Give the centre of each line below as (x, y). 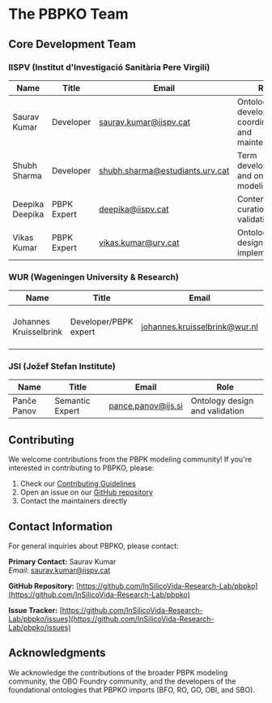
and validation (217, 411)
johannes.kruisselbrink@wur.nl (200, 327)
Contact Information (61, 527)
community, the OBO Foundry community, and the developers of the (122, 681)
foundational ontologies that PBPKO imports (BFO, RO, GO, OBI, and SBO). (132, 689)
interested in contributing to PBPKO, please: (81, 468)
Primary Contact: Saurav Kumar (62, 562)
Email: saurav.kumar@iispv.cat (59, 570)
